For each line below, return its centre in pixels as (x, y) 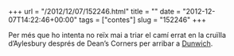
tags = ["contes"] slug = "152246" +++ (143, 20)
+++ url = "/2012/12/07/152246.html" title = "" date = (95, 11)
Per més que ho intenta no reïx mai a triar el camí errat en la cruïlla (117, 35)
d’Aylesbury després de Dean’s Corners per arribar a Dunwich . (111, 43)
